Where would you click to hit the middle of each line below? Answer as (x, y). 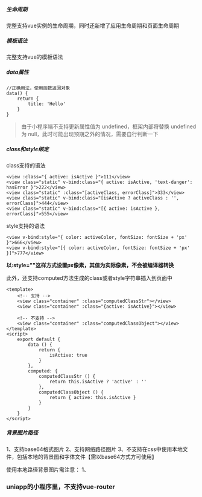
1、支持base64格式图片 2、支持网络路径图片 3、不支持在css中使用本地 (94, 449)
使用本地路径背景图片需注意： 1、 (48, 469)
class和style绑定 (28, 149)
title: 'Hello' (47, 104)
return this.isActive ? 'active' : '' (98, 382)
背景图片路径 (22, 433)
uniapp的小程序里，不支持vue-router (61, 487)
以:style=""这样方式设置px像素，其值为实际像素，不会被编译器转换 (90, 265)
